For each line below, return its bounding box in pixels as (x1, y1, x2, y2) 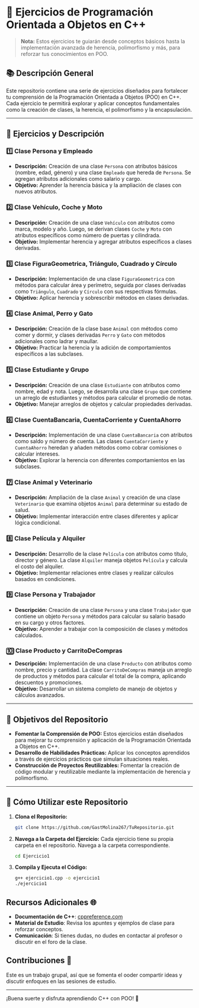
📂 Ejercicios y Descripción (6, 129, 105, 139)
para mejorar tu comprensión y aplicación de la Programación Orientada (14, 736, 191, 743)
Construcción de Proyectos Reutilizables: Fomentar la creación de (14, 761, 180, 769)
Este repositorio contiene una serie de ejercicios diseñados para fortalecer (6, 87, 188, 94)
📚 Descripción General (6, 68, 94, 78)
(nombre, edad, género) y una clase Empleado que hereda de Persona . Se (14, 169, 191, 176)
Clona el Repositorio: (14, 813, 68, 820)
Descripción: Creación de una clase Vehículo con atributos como (14, 219, 175, 226)
